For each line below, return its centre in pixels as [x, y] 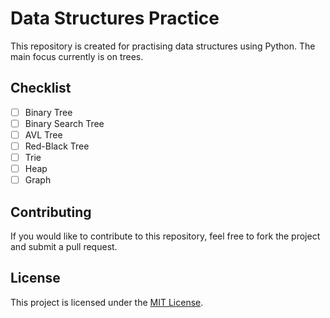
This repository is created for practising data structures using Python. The [163, 46]
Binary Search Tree [64, 123]
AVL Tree [43, 134]
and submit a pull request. [64, 246]
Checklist [41, 88]
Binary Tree [48, 112]
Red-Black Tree [57, 146]
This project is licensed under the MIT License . [107, 302]
